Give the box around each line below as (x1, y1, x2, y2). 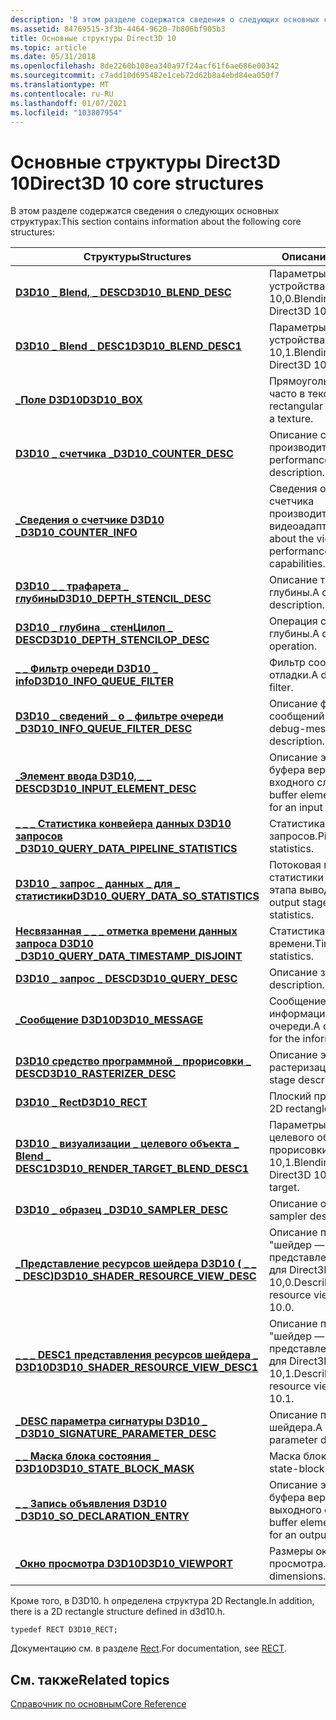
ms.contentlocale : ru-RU (10, 89, 114, 99)
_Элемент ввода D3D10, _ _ (15, 769, 152, 783)
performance (268, 544, 331, 558)
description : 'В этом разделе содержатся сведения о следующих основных (10, 14, 320, 25)
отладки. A (268, 668, 319, 682)
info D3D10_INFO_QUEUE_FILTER (15, 674, 175, 688)
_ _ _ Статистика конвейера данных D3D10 (15, 817, 232, 831)
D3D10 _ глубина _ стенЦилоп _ (15, 621, 173, 635)
